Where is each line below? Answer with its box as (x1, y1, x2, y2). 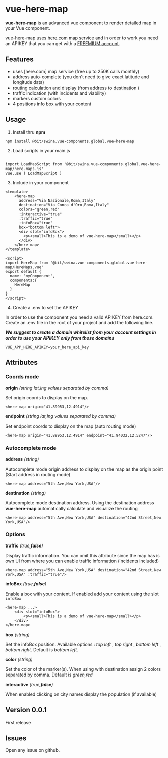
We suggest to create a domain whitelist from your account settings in (5, 329, 156, 335)
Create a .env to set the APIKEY (12, 304, 79, 310)
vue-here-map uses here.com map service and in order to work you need (5, 35, 158, 41)
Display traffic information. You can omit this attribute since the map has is (5, 552, 160, 558)
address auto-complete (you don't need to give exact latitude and (12, 74, 149, 80)
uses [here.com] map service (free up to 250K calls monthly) (12, 68, 140, 74)
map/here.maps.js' (5, 166, 44, 171)
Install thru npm (12, 129, 46, 135)
